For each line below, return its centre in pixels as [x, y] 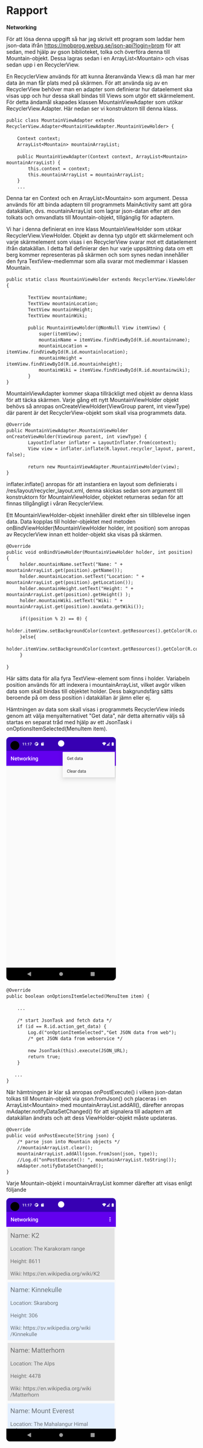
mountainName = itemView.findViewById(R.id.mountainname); [114, 340]
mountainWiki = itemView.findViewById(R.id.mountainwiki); [114, 370]
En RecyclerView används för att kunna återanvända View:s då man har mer [101, 76]
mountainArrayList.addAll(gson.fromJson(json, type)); [88, 1154]
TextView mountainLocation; [63, 304]
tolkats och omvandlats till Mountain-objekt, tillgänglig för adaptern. [90, 217]
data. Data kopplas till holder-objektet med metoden [71, 521]
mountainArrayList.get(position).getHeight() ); [69, 594]
